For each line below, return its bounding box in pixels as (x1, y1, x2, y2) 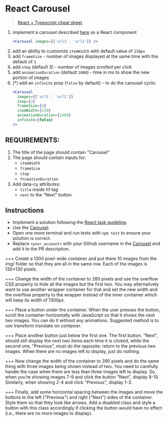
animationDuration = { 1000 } (17, 113, 71, 118)
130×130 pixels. (5, 266, 37, 272)
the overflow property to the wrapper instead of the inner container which (5, 292, 157, 298)
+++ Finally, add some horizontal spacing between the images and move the (5, 389, 163, 395)
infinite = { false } (17, 117, 53, 122)
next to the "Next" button (19, 191, 72, 197)
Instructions (5, 206, 44, 215)
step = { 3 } (17, 98, 35, 104)
